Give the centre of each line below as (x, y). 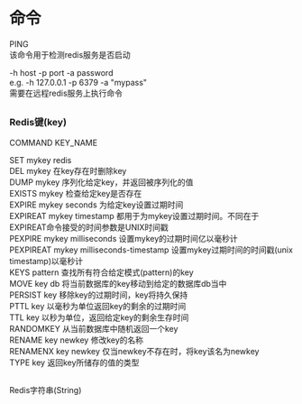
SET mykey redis (41, 160)
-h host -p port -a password (61, 72)
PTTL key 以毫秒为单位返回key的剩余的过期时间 (98, 306)
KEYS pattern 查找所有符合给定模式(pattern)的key (101, 272)
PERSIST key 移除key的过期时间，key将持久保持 (99, 295)
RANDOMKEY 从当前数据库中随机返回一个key (94, 328)
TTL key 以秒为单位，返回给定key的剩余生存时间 (99, 317)
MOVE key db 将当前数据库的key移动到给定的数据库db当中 (118, 283)
